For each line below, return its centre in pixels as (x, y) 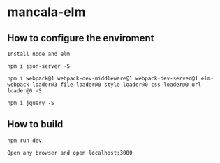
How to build (35, 124)
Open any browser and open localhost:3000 (70, 153)
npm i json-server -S (39, 66)
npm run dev (24, 141)
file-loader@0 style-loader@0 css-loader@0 (125, 85)
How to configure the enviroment (81, 38)
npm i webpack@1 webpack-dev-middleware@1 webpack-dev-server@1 (103, 78)
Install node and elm (39, 54)
